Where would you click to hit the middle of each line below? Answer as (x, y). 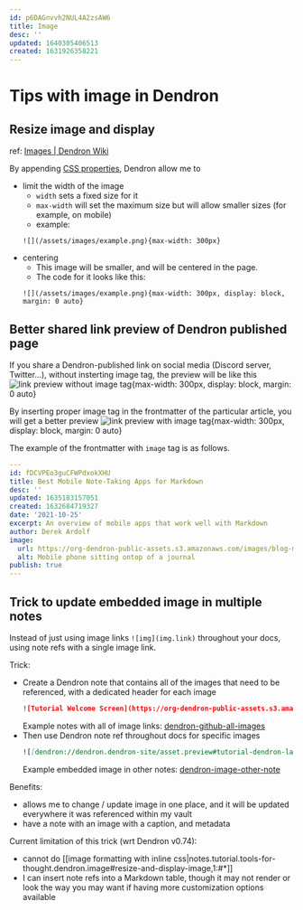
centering (40, 258)
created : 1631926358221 (54, 52)
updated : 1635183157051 (54, 498)
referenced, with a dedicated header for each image (119, 692)
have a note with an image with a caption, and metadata (126, 823)
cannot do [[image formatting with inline (97, 858)
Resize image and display (82, 129)
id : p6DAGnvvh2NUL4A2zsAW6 (60, 18)
